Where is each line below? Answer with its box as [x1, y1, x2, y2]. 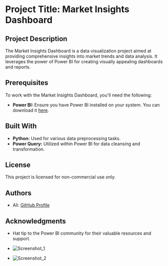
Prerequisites [5, 78, 48, 87]
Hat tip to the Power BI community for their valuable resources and [12, 230, 151, 236]
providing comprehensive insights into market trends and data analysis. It [5, 53, 158, 59]
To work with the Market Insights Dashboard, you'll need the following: [5, 92, 152, 98]
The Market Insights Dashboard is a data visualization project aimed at [5, 48, 151, 54]
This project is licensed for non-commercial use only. [5, 174, 116, 180]
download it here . [12, 107, 49, 113]
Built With [5, 122, 37, 130]
